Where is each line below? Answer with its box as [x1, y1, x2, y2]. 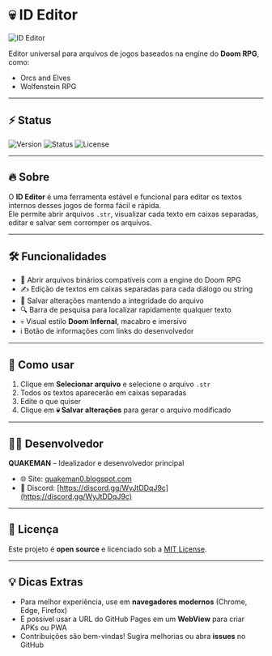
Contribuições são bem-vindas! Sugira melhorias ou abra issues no [19, 631, 246, 641]
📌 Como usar [8, 358, 74, 372]
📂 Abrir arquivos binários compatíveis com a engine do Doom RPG [19, 275, 241, 285]
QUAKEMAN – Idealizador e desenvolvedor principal [8, 458, 185, 467]
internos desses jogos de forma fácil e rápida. [8, 200, 162, 210]
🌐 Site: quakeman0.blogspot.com [19, 474, 132, 483]
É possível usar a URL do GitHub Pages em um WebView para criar [19, 614, 245, 624]
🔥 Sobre [8, 170, 50, 184]
